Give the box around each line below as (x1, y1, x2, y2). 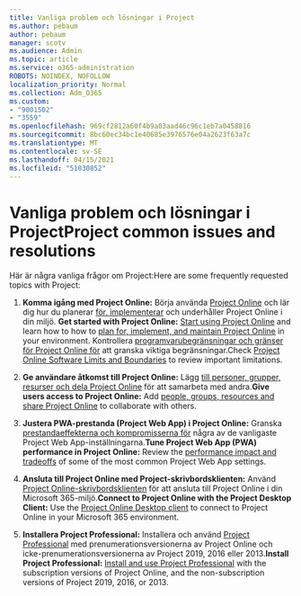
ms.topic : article (9, 55, 78, 64)
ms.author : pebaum (9, 22, 78, 31)
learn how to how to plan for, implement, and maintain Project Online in (22, 325, 285, 337)
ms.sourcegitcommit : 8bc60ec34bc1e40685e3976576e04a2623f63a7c (9, 130, 252, 139)
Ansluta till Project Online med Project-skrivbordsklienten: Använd (22, 474, 277, 485)
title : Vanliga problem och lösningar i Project (9, 13, 195, 22)
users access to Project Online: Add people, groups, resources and (22, 391, 275, 402)
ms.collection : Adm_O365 (9, 88, 102, 97)
